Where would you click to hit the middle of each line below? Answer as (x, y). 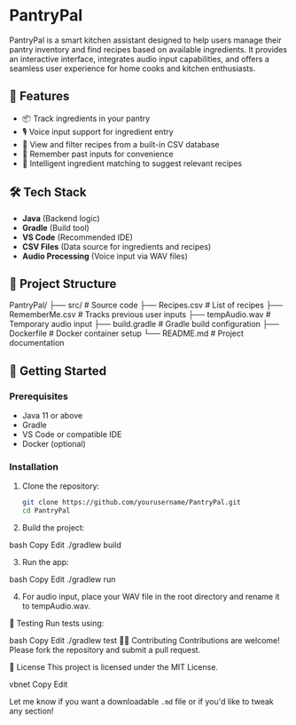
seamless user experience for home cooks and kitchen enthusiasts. (132, 68)
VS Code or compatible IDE (72, 434)
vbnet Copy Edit (39, 684)
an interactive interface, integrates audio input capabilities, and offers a (140, 59)
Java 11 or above (52, 416)
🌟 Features (39, 96)
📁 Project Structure (63, 284)
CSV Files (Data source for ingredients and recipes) (117, 246)
